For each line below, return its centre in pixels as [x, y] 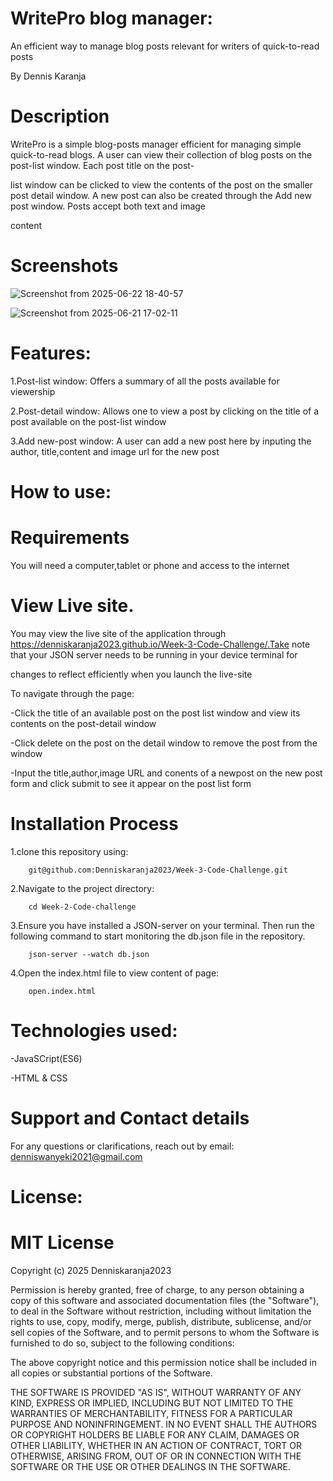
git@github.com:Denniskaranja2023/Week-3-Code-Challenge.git [158, 870]
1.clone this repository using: [69, 851]
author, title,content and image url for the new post [115, 451]
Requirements [70, 538]
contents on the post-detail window [83, 723]
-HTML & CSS [39, 1078]
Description [60, 116]
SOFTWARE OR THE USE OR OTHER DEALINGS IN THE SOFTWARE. [150, 1466]
